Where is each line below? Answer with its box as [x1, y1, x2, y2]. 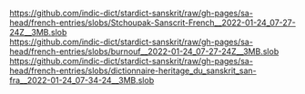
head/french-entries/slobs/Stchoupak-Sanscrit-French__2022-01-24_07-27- [9, 17, 296, 28]
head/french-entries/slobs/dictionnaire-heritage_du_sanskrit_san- [9, 65, 257, 76]
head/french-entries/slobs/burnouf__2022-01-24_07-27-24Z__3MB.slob [9, 46, 280, 57]
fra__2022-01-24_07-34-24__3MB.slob [9, 75, 155, 85]
